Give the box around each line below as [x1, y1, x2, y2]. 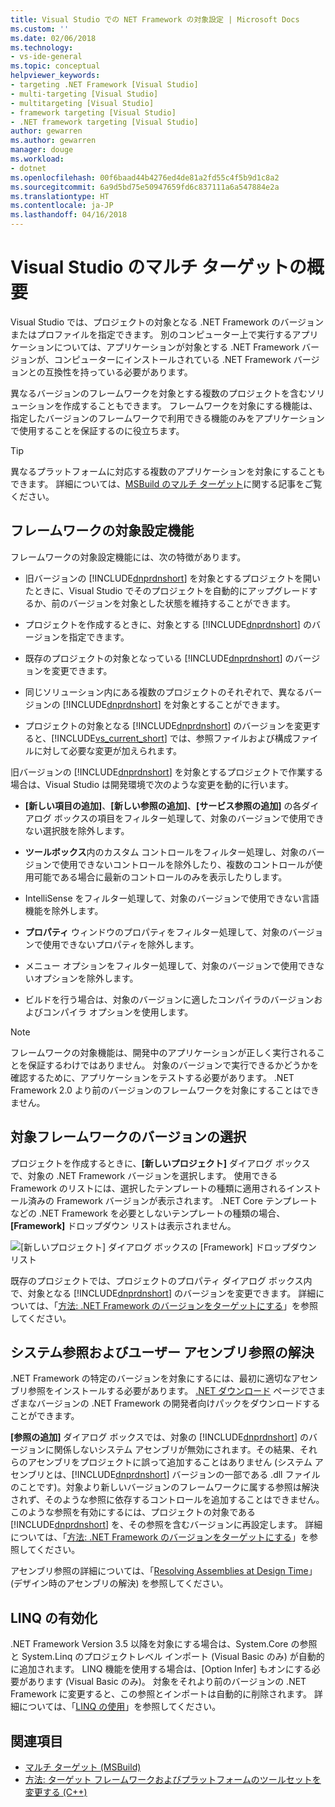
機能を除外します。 [24, 904, 104, 916]
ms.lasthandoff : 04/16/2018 [10, 210, 128, 220]
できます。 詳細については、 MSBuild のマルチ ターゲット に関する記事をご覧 [10, 477, 323, 490]
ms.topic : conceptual [10, 61, 101, 71]
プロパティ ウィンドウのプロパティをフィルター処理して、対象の [24, 926, 289, 938]
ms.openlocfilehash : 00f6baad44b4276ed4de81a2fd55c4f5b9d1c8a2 [10, 172, 280, 183]
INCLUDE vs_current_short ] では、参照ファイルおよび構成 [56, 732, 293, 744]
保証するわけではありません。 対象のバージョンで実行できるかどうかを [27, 1059, 319, 1071]
